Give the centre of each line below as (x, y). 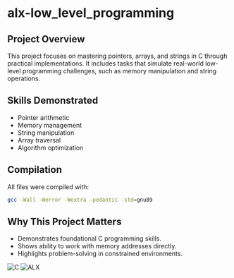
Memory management (50, 125)
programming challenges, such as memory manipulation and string (119, 71)
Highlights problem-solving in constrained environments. (100, 254)
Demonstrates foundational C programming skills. (90, 238)
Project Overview (46, 39)
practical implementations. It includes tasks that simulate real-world (106, 64)
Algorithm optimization (50, 147)
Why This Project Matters (64, 221)
